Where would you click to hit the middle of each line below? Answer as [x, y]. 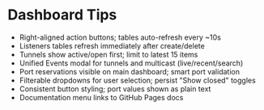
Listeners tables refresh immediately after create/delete [112, 45]
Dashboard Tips [62, 15]
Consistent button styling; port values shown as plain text [115, 89]
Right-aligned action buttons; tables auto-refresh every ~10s [120, 37]
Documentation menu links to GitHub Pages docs [101, 97]
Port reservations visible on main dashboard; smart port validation [130, 71]
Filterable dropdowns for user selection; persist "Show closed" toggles [137, 80]
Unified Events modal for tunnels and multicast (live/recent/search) [131, 63]
